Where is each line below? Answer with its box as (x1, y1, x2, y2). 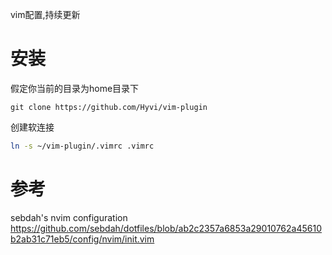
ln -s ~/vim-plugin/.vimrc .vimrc (10, 141, 155, 151)
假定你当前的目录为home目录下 (10, 82, 140, 94)
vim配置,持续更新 (10, 9, 81, 20)
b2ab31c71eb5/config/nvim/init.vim (10, 233, 155, 245)
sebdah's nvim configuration (10, 211, 128, 223)
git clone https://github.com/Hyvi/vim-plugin (10, 102, 208, 112)
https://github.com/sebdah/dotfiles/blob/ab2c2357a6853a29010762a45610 (10, 222, 322, 234)
